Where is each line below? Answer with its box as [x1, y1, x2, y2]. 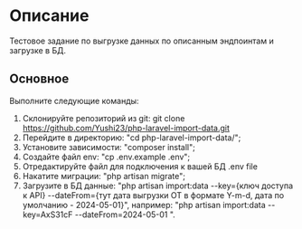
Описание [9, 5, 90, 26]
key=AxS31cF [22, 209, 73, 220]
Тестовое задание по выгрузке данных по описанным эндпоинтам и [9, 35, 274, 46]
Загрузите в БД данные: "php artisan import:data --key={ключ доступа [22, 180, 294, 191]
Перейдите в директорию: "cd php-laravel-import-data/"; [22, 132, 241, 143]
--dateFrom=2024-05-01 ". [74, 209, 176, 220]
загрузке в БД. [9, 44, 66, 55]
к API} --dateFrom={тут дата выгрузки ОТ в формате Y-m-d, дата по [22, 189, 285, 200]
